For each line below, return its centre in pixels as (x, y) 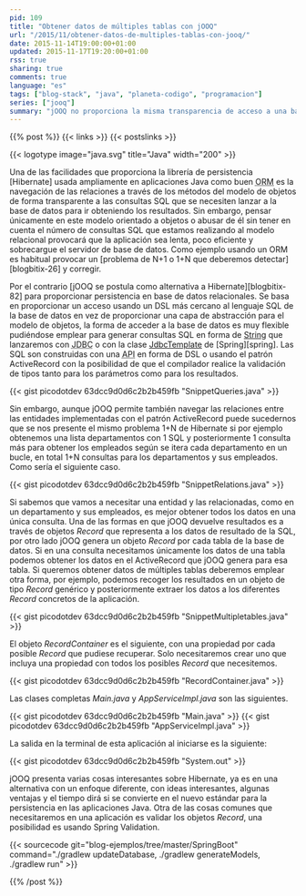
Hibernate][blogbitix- (247, 287)
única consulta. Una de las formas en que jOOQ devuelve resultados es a (147, 522)
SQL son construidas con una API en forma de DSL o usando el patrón (141, 354)
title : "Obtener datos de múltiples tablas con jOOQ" (114, 26)
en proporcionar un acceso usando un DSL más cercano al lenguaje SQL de (152, 306)
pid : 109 (26, 18)
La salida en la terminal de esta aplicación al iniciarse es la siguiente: (138, 744)
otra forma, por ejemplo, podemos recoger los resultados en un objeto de (147, 580)
